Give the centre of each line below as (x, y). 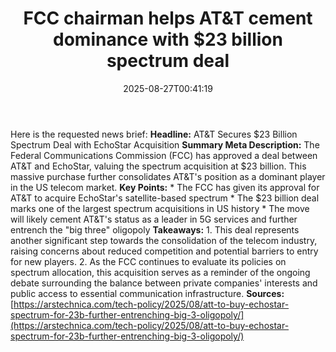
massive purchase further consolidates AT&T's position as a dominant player (168, 176)
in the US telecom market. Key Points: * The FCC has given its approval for (165, 187)
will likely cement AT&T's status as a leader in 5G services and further (154, 219)
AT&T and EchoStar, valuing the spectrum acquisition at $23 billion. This (158, 166)
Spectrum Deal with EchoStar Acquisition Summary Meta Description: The (165, 144)
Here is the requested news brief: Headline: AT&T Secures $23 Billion (154, 134)
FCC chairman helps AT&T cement (168, 18)
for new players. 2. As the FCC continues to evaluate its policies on (148, 261)
